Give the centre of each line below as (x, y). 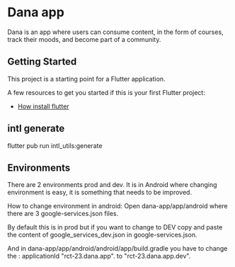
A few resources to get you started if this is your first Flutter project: (106, 92)
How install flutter (43, 106)
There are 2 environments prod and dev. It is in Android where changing (112, 185)
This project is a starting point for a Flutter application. (86, 79)
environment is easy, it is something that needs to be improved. (100, 193)
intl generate (36, 129)
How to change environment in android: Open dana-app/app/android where (117, 206)
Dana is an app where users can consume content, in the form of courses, (116, 32)
